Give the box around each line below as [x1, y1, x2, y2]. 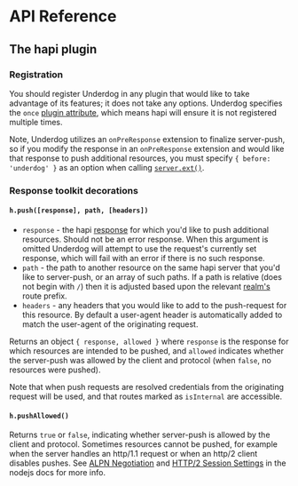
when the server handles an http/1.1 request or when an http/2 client [9, 449, 258, 459]
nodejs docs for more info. [9, 467, 106, 478]
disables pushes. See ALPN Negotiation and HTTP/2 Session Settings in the [9, 458, 286, 468]
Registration [9, 68, 64, 81]
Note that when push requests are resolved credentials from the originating [9, 382, 285, 392]
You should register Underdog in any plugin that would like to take [9, 88, 250, 99]
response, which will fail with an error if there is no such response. [21, 253, 265, 263]
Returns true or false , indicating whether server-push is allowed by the [9, 429, 271, 441]
